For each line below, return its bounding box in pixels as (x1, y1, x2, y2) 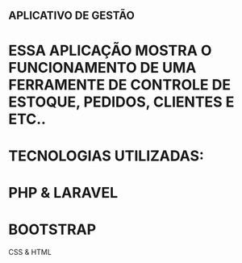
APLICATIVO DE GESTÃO (8, 9, 135, 23)
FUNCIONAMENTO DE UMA (8, 58, 197, 77)
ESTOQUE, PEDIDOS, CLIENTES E (8, 93, 235, 111)
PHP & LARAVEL (8, 183, 119, 202)
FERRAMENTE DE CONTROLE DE (8, 75, 232, 94)
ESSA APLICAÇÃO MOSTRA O (8, 41, 212, 60)
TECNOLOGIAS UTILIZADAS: (8, 147, 204, 165)
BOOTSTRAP (8, 220, 97, 239)
